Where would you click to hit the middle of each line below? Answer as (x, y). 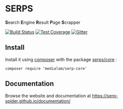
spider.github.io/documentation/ (38, 101)
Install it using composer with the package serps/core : (61, 59)
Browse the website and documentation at (48, 96)
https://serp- (105, 96)
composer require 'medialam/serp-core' (46, 68)
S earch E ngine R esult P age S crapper (43, 22)
